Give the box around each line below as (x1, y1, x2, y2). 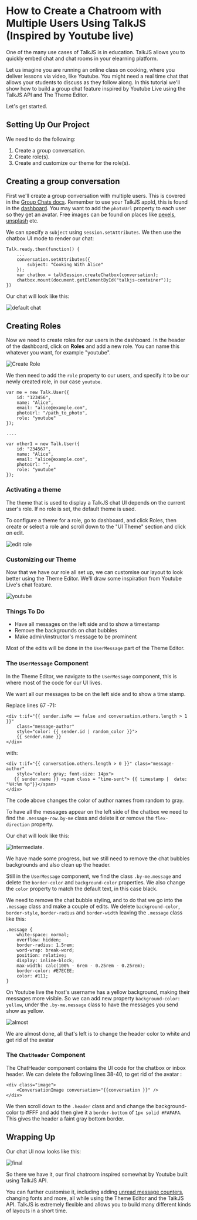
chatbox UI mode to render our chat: (6, 234, 94, 242)
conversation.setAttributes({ (16, 256, 91, 263)
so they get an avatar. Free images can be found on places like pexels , (6, 211, 176, 218)
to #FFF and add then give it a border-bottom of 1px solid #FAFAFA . (19, 1109, 182, 1116)
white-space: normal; (16, 931, 69, 937)
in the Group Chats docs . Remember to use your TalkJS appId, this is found (6, 198, 188, 205)
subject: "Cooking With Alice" (27, 261, 104, 267)
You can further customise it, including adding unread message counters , (6, 1188, 184, 1195)
